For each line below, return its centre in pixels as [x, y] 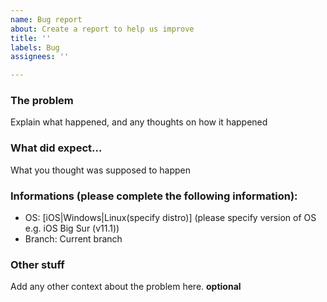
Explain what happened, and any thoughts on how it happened [139, 122]
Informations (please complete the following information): [154, 196]
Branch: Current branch [73, 239]
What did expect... [56, 148]
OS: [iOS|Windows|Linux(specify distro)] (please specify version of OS [170, 218]
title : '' [31, 38]
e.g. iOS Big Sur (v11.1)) [72, 228]
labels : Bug [35, 47]
